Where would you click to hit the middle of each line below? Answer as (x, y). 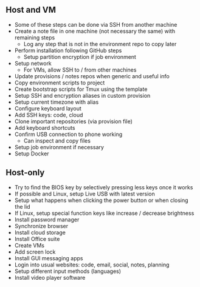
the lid (22, 206)
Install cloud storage (40, 232)
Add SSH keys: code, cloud (49, 115)
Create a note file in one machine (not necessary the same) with (95, 31)
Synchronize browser (41, 226)
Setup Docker (32, 154)
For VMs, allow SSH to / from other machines (80, 70)
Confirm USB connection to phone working (68, 134)
